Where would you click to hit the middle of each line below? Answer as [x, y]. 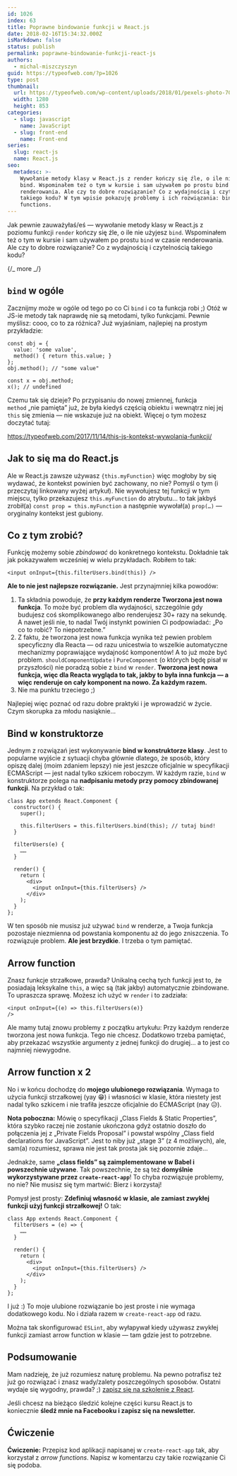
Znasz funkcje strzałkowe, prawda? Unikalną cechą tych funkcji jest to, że [115, 980]
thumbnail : [23, 86]
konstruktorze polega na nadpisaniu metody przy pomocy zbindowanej [113, 781]
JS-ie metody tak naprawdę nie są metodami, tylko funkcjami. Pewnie [109, 315]
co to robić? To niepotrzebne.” [61, 630]
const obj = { [28, 343]
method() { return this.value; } [63, 356]
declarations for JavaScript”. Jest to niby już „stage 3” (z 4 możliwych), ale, [117, 1140]
